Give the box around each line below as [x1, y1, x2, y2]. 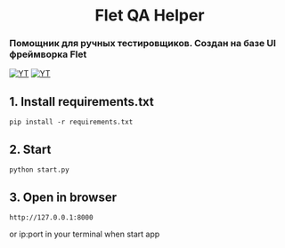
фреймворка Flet [9, 48, 87, 60]
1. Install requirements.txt [9, 94, 154, 109]
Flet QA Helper [94, 5, 205, 26]
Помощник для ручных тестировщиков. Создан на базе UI [9, 37, 276, 50]
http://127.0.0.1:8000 [9, 212, 94, 222]
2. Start [9, 141, 52, 156]
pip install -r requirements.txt [9, 117, 134, 127]
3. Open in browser [9, 189, 118, 204]
